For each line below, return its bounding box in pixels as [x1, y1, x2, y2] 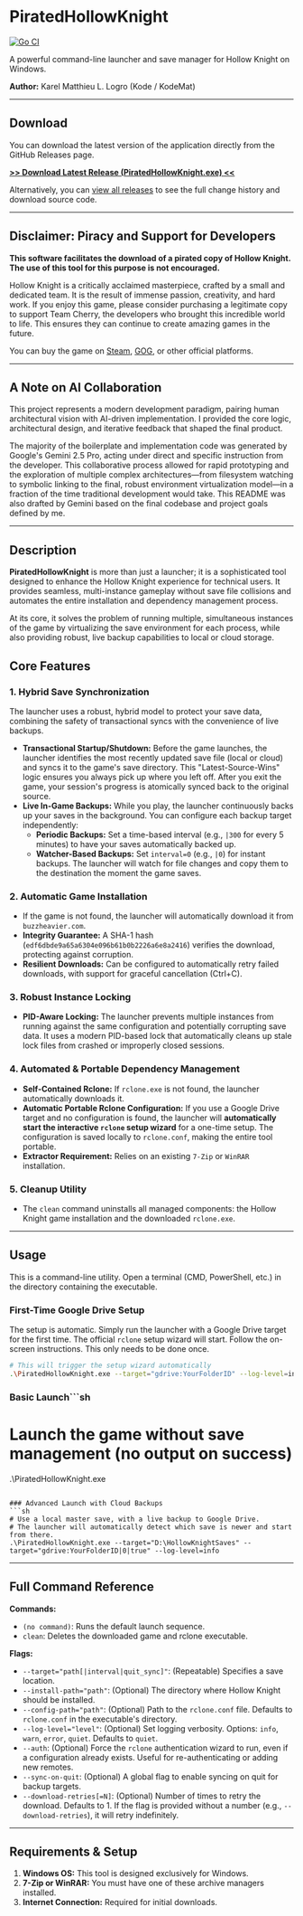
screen [9, 1344, 36, 1354]
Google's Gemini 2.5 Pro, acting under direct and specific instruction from [9, 450, 284, 461]
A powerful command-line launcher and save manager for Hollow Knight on [9, 53, 290, 64]
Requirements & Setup [9, 1844, 138, 1859]
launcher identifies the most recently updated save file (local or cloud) [22, 752, 284, 763]
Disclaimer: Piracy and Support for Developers [9, 229, 277, 244]
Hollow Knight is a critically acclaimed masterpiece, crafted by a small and [9, 279, 286, 290]
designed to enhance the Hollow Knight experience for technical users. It [9, 576, 281, 587]
